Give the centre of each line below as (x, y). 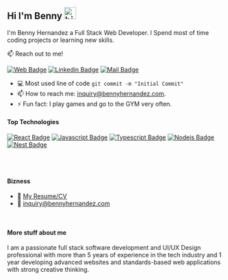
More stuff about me (37, 232)
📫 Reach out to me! (35, 54)
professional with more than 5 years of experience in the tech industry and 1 (114, 255)
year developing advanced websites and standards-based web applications (114, 262)
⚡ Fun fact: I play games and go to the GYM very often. (94, 104)
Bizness (19, 181)
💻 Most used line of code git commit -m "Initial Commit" (100, 83)
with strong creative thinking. (48, 270)
